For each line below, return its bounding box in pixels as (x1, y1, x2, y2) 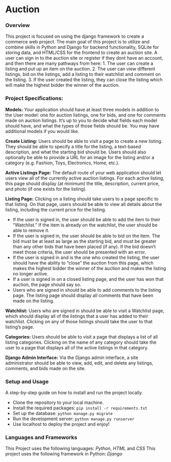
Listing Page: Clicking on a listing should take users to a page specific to (5, 195, 159, 202)
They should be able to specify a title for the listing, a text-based (5, 143, 141, 149)
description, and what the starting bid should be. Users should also (5, 149, 146, 155)
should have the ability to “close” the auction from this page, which (12, 260, 154, 266)
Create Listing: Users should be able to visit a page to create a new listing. (5, 138, 163, 144)
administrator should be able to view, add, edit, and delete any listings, (5, 360, 154, 366)
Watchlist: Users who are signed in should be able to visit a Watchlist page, (5, 307, 165, 314)
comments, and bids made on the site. (5, 365, 86, 371)
